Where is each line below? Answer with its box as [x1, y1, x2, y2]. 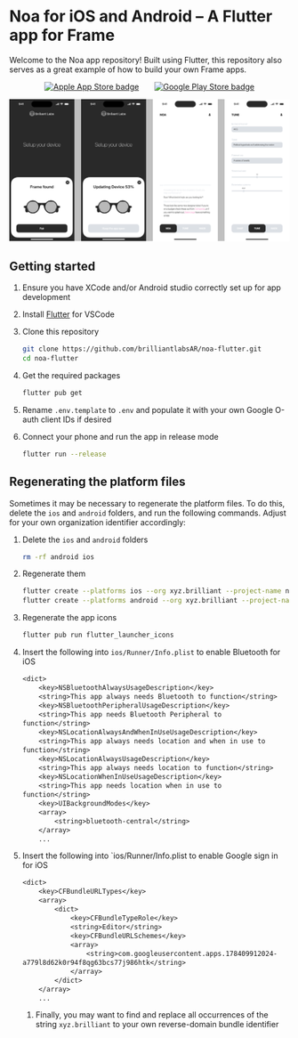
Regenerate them [21, 568, 86, 580]
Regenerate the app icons [21, 612, 117, 623]
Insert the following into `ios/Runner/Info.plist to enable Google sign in [21, 850, 278, 861]
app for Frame [9, 25, 116, 45]
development [21, 292, 71, 303]
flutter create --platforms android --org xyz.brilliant [21, 596, 238, 605]
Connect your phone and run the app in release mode [21, 431, 220, 442]
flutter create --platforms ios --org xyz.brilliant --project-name [21, 587, 282, 596]
